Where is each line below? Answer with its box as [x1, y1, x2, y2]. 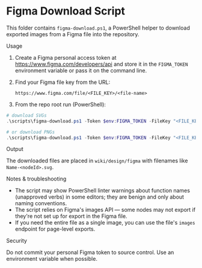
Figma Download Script [6, 4, 125, 18]
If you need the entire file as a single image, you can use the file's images [14, 219, 195, 226]
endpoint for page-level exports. [14, 225, 96, 233]
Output [6, 145, 23, 153]
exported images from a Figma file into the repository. [6, 30, 139, 37]
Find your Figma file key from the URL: [14, 78, 111, 86]
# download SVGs [6, 112, 47, 118]
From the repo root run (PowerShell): [14, 101, 106, 108]
